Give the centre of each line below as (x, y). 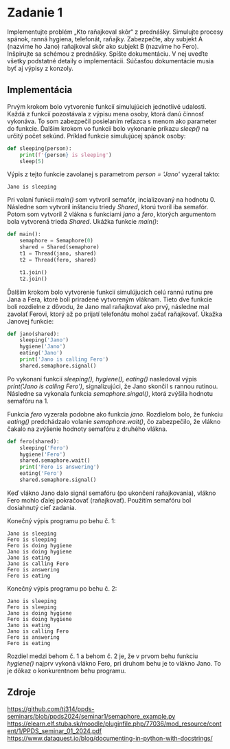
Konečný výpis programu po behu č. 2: (62, 588)
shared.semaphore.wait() (55, 461)
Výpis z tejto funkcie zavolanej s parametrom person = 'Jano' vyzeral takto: (114, 174)
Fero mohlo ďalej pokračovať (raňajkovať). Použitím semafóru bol (99, 500)
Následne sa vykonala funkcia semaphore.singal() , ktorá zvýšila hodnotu (110, 393)
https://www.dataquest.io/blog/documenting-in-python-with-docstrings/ (110, 738)
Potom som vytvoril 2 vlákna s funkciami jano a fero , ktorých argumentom (112, 214)
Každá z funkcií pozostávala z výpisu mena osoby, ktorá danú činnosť (106, 114)
